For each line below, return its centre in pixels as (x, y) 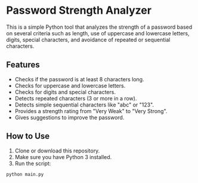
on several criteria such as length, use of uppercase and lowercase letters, (98, 33)
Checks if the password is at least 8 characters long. (79, 79)
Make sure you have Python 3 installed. (63, 157)
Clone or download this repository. (57, 151)
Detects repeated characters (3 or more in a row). (76, 98)
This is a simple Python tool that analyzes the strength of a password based (99, 27)
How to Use (28, 136)
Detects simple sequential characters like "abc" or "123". (84, 105)
